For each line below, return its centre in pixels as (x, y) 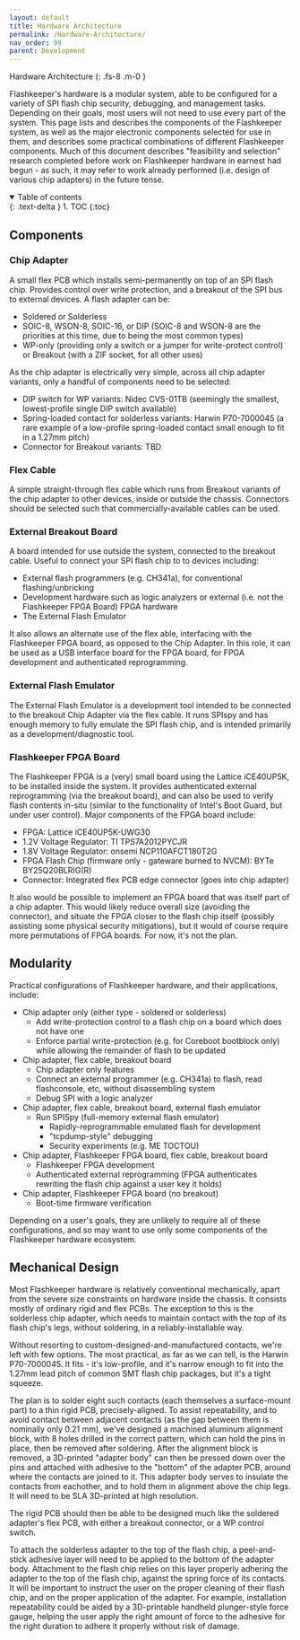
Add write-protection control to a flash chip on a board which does (159, 1022)
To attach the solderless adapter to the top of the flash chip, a (123, 1549)
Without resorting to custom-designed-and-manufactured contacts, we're (146, 1345)
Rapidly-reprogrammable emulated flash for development (155, 1127)
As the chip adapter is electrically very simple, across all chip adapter (137, 372)
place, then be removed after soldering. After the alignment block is (134, 1448)
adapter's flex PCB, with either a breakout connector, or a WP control (137, 1522)
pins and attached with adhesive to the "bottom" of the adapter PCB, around (150, 1467)
